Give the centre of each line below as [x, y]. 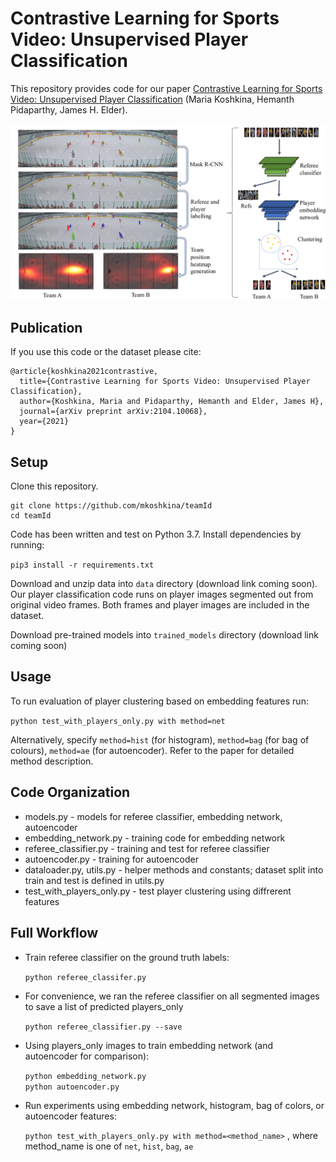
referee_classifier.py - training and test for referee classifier [147, 848]
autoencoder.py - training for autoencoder [111, 859]
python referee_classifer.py [85, 977]
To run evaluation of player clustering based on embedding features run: [159, 701]
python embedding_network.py [85, 1076]
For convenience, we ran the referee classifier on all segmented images [172, 996]
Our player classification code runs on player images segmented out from [162, 594]
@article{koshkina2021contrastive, [84, 372]
